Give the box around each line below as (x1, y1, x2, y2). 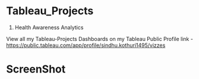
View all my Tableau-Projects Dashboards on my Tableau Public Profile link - (6, 35, 193, 42)
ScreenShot (6, 62, 66, 76)
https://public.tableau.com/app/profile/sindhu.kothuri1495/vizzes (6, 42, 166, 49)
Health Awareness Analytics (14, 24, 84, 31)
